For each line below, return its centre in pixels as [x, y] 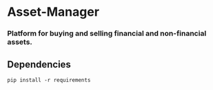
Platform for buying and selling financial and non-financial [107, 34]
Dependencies [39, 64]
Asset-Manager [53, 12]
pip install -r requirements [49, 80]
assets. [20, 42]
